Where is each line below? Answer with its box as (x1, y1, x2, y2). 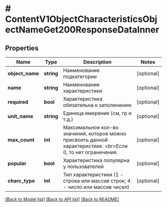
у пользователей (63, 163, 104, 170)
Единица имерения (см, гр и (63, 110, 132, 117)
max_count (7, 137, 35, 143)
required (7, 99, 28, 105)
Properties (5, 44, 39, 52)
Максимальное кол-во (63, 124, 119, 131)
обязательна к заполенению (63, 102, 132, 108)
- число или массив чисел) (63, 184, 130, 190)
